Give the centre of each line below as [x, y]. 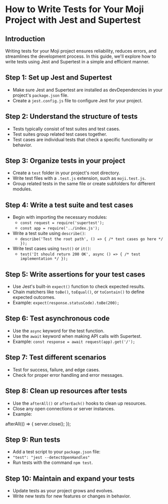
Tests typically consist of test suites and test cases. [66, 129]
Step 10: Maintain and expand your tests [70, 478]
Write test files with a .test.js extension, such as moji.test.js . [79, 178]
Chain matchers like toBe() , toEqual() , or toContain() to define [78, 292]
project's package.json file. [40, 95]
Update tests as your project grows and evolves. [63, 491]
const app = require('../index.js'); [60, 228]
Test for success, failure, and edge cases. [56, 370]
